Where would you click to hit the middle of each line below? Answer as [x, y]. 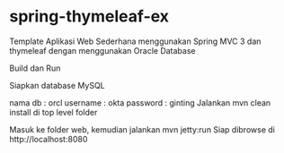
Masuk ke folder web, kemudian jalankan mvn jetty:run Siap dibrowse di [142, 129]
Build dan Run [35, 68]
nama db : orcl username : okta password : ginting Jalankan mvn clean [140, 102]
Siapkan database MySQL [57, 85]
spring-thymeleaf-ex [89, 17]
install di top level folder [53, 112]
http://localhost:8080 [49, 139]
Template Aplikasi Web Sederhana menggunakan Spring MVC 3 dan [135, 41]
